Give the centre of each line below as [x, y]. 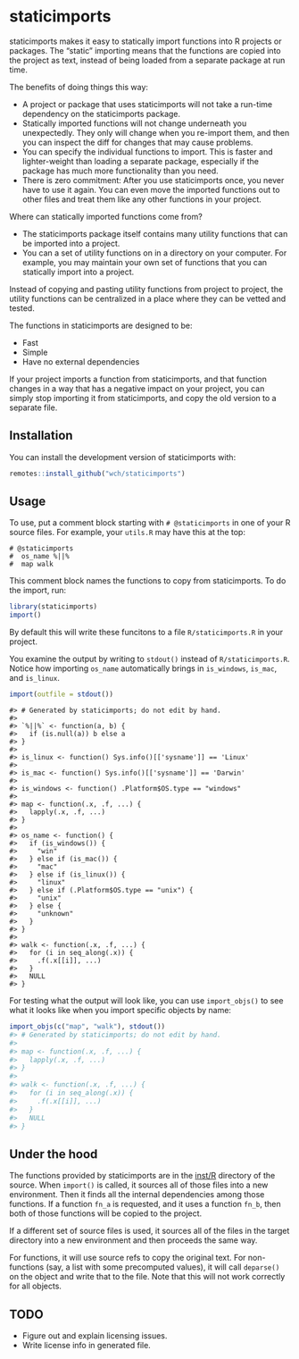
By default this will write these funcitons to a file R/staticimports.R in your [146, 633]
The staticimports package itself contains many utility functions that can [155, 233]
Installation [41, 436]
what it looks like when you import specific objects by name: [120, 1011]
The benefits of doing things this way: [79, 87]
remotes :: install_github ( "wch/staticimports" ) [97, 474]
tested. [22, 308]
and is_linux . [34, 678]
